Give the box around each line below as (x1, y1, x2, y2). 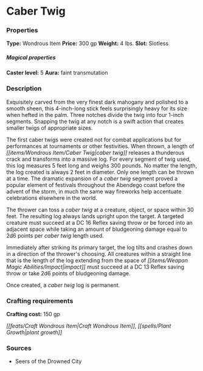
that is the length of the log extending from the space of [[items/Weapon (6, 256, 188, 264)
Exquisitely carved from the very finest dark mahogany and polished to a (6, 98, 188, 105)
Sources (6, 344, 32, 352)
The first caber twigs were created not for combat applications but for (6, 136, 182, 143)
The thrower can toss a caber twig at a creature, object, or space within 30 (6, 206, 194, 213)
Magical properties (6, 54, 56, 62)
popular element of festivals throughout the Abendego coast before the (6, 181, 185, 188)
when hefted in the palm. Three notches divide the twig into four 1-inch (6, 111, 184, 118)
